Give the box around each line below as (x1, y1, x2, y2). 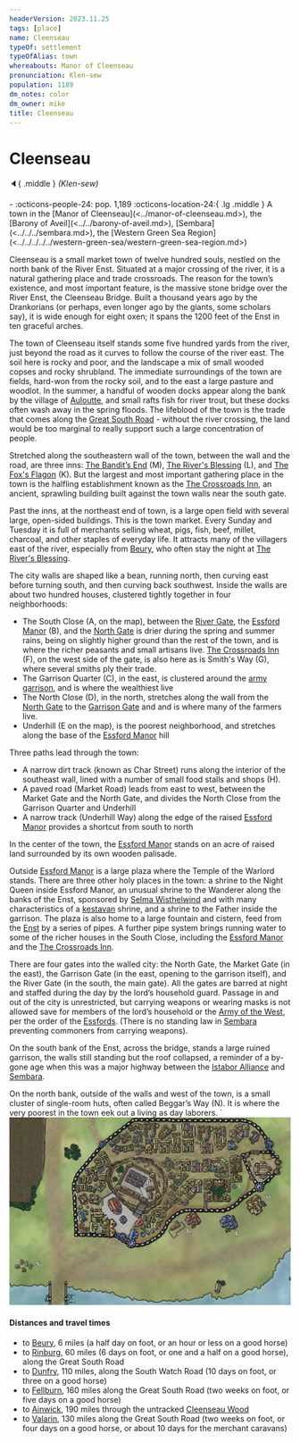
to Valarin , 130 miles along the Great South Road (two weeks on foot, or (21, 1413, 286, 1424)
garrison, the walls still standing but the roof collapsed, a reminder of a (9, 1052, 270, 1063)
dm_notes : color (9, 89, 70, 98)
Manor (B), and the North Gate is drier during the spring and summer (21, 625, 275, 636)
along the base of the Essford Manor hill (21, 730, 170, 741)
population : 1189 (9, 80, 74, 89)
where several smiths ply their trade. (21, 664, 157, 675)
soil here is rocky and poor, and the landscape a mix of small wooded (9, 357, 264, 368)
